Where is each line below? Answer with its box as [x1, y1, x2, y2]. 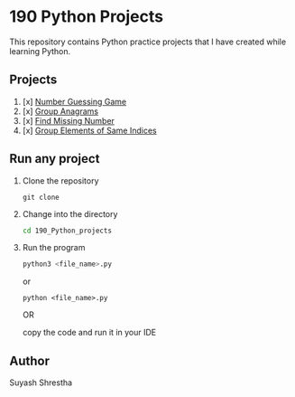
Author [9, 353, 50, 368]
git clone [22, 193, 60, 202]
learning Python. [9, 45, 71, 56]
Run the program [22, 242, 86, 253]
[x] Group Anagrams [22, 106, 99, 117]
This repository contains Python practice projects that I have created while [9, 36, 287, 47]
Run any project [9, 151, 100, 166]
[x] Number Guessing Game [22, 96, 127, 107]
